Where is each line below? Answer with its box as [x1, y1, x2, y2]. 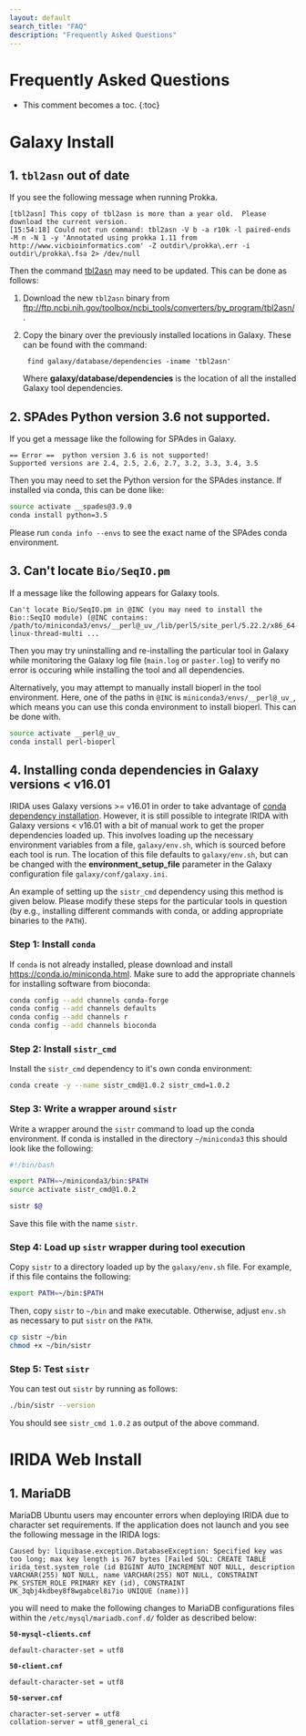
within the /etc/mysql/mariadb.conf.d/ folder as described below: [9, 1612, 257, 1623]
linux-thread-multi [9, 629, 84, 638]
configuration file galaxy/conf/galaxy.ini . [9, 868, 168, 879]
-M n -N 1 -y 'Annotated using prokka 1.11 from [9, 233, 198, 242]
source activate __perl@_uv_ [9, 728, 120, 738]
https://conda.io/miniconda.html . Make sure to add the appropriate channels [9, 968, 296, 980]
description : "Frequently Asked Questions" [9, 30, 178, 39]
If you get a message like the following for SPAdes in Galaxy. [9, 434, 237, 445]
